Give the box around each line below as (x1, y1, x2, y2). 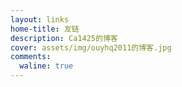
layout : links (10, 14, 70, 25)
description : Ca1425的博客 (10, 33, 118, 43)
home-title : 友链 (10, 24, 80, 34)
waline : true (19, 61, 74, 71)
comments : (10, 52, 52, 62)
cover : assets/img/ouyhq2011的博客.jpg (10, 42, 172, 53)
